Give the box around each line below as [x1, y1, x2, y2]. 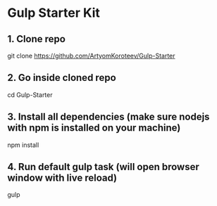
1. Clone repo [7, 33, 66, 45]
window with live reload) [7, 172, 118, 184]
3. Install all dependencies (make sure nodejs [7, 111, 210, 123]
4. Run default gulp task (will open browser [7, 161, 199, 173]
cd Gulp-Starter [7, 90, 53, 99]
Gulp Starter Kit [7, 5, 101, 21]
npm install [7, 141, 39, 149]
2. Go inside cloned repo [7, 72, 116, 84]
